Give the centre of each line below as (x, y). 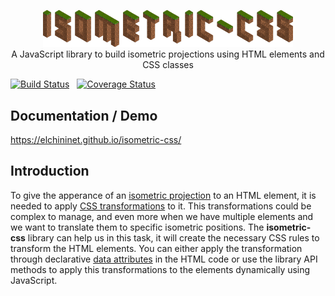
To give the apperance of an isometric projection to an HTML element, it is (163, 195)
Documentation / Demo (84, 115)
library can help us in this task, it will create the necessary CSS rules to (173, 237)
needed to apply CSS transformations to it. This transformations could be (161, 206)
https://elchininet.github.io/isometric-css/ (96, 139)
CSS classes (168, 65)
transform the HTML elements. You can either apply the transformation (156, 248)
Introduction (50, 171)
